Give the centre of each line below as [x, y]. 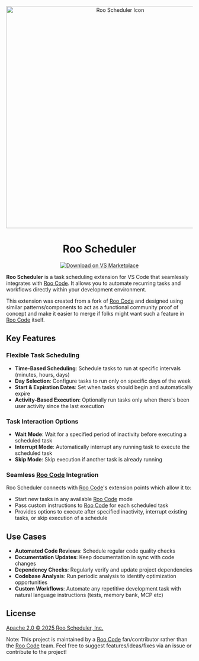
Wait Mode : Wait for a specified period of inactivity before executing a [101, 434]
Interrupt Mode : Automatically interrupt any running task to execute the [102, 447]
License [21, 613]
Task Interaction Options [42, 421]
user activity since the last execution [60, 406]
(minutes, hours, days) [42, 374]
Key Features [31, 338]
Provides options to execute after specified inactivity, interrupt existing [101, 512]
